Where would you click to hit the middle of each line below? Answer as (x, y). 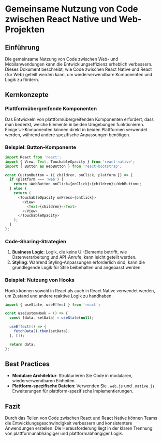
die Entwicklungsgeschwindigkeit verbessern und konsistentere (69, 423)
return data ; (22, 344)
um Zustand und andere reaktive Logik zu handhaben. (59, 296)
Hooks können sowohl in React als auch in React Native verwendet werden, (80, 291)
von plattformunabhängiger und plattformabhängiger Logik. (64, 433)
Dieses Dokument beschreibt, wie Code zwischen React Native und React (79, 69)
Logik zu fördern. (22, 79)
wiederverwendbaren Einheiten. (44, 381)
